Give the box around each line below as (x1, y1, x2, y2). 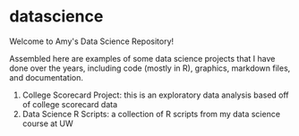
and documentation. (9, 72, 83, 82)
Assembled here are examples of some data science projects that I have (9, 53, 276, 64)
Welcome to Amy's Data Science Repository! (9, 36, 175, 47)
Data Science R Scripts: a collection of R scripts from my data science (21, 108, 280, 119)
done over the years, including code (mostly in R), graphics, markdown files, (9, 63, 291, 73)
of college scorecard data (21, 98, 118, 109)
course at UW (21, 118, 73, 129)
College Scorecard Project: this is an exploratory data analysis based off (21, 89, 289, 100)
